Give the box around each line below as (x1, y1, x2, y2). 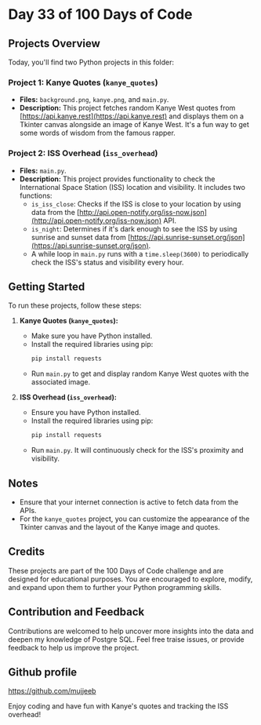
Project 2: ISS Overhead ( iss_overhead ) (8, 148, 158, 158)
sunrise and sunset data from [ (31, 232, 131, 242)
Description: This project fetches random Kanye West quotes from (19, 104, 236, 113)
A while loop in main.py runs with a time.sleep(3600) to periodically (31, 249, 249, 258)
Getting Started (8, 280, 85, 293)
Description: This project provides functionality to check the (19, 174, 216, 184)
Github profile (8, 665, 78, 679)
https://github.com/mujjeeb (8, 687, 96, 696)
